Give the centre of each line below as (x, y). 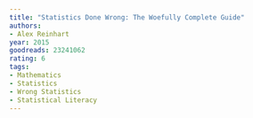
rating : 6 (28, 59)
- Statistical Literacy (53, 100)
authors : (25, 26)
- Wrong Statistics (45, 91)
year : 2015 (29, 42)
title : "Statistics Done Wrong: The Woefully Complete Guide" (127, 17)
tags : (19, 67)
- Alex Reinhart (39, 34)
